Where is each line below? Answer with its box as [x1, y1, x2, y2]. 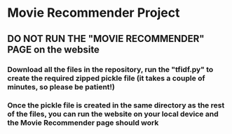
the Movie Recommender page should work [7, 118, 159, 128]
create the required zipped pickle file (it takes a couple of [7, 73, 205, 83]
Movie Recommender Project [7, 5, 180, 21]
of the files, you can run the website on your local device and [7, 110, 219, 119]
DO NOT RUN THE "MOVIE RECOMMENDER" [7, 33, 205, 45]
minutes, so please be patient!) [7, 82, 116, 91]
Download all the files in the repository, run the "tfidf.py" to [7, 64, 214, 74]
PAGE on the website [7, 43, 100, 55]
